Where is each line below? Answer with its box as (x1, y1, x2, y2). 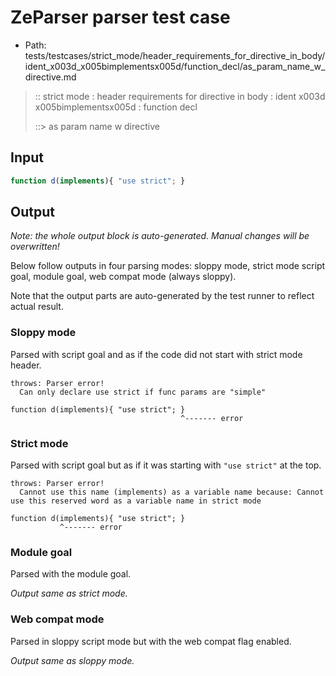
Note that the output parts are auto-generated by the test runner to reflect (10, 290, 315, 302)
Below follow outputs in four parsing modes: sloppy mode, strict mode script (10, 260, 326, 272)
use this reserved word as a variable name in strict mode (10, 496, 262, 506)
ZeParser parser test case (10, 6, 231, 29)
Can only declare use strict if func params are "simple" (19, 387, 267, 397)
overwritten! (10, 241, 60, 253)
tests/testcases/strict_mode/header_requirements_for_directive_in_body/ (24, 49, 326, 61)
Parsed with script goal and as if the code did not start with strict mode (10, 348, 303, 360)
